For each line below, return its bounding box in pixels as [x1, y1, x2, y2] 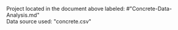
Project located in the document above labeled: [6, 5, 125, 12]
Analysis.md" [6, 11, 40, 19]
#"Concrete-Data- [126, 5, 173, 12]
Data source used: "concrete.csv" [6, 18, 91, 25]
